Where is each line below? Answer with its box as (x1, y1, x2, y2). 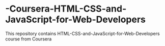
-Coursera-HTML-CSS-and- (5, 3, 127, 15)
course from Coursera (5, 36, 52, 42)
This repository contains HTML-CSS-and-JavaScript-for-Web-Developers (5, 30, 160, 36)
